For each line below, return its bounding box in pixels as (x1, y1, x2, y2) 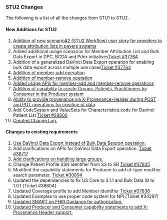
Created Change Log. (12, 117, 57, 123)
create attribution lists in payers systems (12, 43, 96, 49)
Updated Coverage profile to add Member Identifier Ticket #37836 (12, 188, 150, 194)
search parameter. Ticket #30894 (12, 172, 82, 178)
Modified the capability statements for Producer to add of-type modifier (12, 166, 161, 172)
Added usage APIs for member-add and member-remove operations (12, 80, 154, 86)
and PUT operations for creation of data (12, 101, 95, 107)
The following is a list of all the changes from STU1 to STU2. (5, 15, 129, 21)
